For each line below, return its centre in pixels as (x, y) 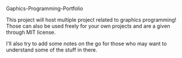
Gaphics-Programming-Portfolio (45, 8)
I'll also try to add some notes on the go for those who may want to (87, 44)
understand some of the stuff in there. (52, 50)
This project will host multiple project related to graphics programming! (91, 20)
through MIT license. (31, 32)
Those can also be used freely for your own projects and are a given (88, 26)
